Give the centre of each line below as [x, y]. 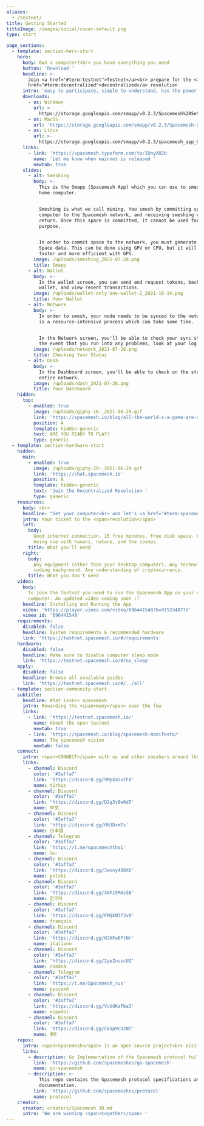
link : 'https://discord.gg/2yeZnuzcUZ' [84, 961]
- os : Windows [46, 102]
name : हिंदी [45, 1035]
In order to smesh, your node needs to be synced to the [112, 316]
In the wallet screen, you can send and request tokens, [112, 282]
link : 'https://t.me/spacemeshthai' [80, 848]
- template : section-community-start [59, 689]
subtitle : [30, 695]
